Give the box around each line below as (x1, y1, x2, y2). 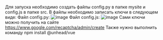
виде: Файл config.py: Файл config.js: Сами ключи (5, 14, 145, 20)
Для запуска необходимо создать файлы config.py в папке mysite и (5, 4, 146, 10)
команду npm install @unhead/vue (5, 30, 75, 35)
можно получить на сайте (5, 19, 59, 25)
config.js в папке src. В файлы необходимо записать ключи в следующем (5, 9, 158, 15)
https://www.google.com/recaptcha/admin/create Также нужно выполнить (5, 25, 157, 30)
